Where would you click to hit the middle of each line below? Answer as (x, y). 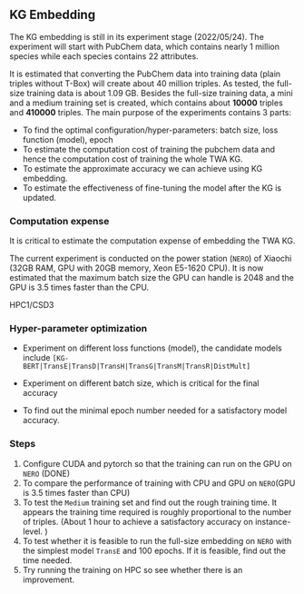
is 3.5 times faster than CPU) (76, 492)
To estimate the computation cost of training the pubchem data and (148, 149)
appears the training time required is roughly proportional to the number (157, 511)
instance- (273, 521)
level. (33, 531)
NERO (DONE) (46, 473)
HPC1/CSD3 (32, 305)
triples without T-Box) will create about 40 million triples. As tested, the (142, 83)
